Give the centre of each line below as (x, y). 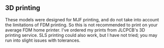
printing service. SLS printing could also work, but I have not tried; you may (81, 35)
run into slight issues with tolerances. (43, 40)
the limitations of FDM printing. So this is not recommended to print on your (82, 25)
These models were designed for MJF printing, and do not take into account (82, 19)
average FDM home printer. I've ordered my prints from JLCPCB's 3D (75, 30)
